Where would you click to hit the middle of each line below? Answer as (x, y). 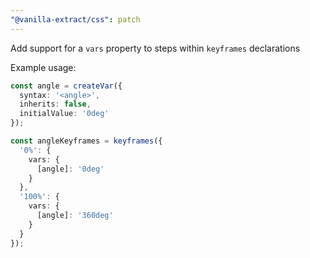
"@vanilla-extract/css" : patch (75, 19)
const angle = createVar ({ (66, 86)
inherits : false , (55, 104)
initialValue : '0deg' (64, 114)
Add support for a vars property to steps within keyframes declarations (155, 48)
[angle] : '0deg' (70, 169)
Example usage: (43, 67)
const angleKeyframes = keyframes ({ (86, 141)
